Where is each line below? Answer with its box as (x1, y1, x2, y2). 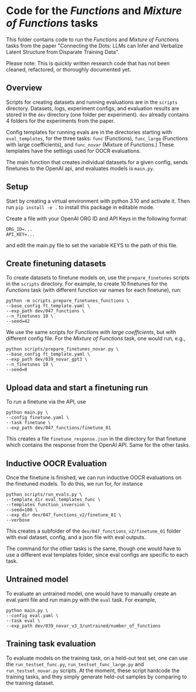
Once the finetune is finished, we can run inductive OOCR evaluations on (6, 474, 182, 481)
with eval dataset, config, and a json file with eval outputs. (6, 534, 146, 540)
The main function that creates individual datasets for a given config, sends (6, 158, 188, 165)
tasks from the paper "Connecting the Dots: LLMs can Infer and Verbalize (6, 42, 183, 49)
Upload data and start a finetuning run (6, 383, 148, 393)
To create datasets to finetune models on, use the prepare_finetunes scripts (6, 274, 190, 281)
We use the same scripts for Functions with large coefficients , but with (6, 329, 177, 336)
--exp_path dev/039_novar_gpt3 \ (6, 356, 88, 363)
